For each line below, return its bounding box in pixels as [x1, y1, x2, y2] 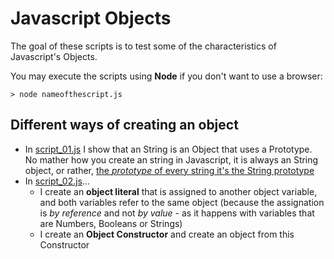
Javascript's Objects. [10, 50, 98, 62]
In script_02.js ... [24, 175, 91, 187]
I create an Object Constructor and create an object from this [39, 228, 295, 240]
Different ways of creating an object [10, 117, 239, 134]
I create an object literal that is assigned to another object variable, [39, 185, 318, 197]
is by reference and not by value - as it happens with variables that [39, 207, 315, 219]
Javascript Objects [10, 7, 172, 30]
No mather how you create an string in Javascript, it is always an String [24, 153, 319, 166]
